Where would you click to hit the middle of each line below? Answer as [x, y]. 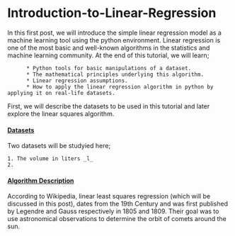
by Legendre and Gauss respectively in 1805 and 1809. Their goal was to [113, 211]
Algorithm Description [41, 180]
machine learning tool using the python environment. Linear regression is [114, 40]
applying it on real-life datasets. [61, 93]
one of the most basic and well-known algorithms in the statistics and [109, 47]
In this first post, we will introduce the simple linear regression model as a [114, 33]
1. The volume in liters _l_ [50, 159]
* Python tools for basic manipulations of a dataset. [109, 68]
